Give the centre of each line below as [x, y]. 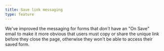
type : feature [20, 14]
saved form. [17, 44]
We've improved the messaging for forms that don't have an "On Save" [77, 28]
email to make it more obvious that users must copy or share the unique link [82, 34]
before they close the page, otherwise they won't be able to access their [79, 39]
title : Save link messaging [34, 10]
